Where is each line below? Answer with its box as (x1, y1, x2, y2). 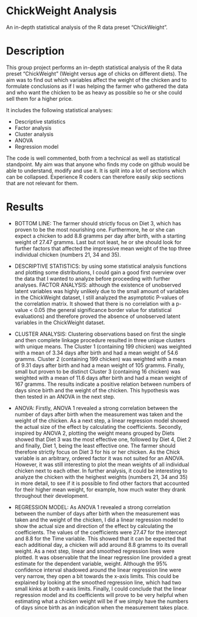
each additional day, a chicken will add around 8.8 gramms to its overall (14, 541, 188, 548)
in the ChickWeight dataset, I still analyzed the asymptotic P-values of (14, 294, 184, 301)
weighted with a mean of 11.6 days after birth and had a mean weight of (14, 374, 188, 381)
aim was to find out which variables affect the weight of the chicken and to (6, 76, 187, 83)
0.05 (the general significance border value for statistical (34, 306, 172, 313)
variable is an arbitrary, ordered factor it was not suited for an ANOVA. (14, 454, 185, 461)
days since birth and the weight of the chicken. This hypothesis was (14, 386, 180, 393)
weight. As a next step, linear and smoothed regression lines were (14, 547, 175, 554)
